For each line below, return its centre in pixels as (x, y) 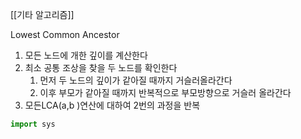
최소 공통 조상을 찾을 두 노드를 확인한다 (101, 67)
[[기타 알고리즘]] (42, 14)
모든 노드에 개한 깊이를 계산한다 (86, 55)
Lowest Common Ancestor (65, 34)
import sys (33, 124)
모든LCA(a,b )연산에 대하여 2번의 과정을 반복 (112, 105)
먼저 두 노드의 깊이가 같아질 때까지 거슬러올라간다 (136, 80)
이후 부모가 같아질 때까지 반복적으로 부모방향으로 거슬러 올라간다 (165, 92)
